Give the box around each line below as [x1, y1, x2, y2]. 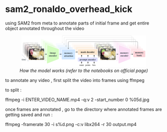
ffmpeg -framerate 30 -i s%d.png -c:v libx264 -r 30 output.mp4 [5, 121, 137, 127]
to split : [5, 86, 22, 93]
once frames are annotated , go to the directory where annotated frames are [5, 106, 162, 112]
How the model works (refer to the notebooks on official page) [19, 67, 148, 73]
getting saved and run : [5, 111, 53, 117]
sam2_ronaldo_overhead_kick [5, 3, 133, 15]
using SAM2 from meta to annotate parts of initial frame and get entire [5, 20, 150, 26]
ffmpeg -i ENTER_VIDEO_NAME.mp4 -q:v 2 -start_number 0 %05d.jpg [5, 96, 150, 102]
